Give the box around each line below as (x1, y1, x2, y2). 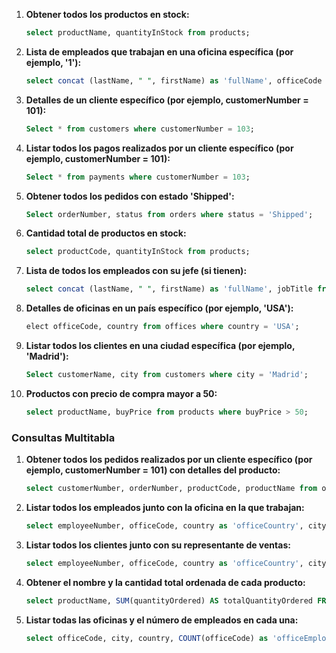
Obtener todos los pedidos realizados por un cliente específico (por (25, 454, 313, 466)
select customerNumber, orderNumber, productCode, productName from (25, 484, 318, 494)
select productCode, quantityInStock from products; (25, 247, 251, 257)
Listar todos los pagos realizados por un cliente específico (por (25, 142, 294, 154)
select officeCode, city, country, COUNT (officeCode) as (25, 633, 269, 643)
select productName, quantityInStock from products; (25, 28, 251, 38)
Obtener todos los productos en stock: (25, 9, 190, 20)
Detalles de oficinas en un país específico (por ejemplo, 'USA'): (25, 302, 294, 314)
